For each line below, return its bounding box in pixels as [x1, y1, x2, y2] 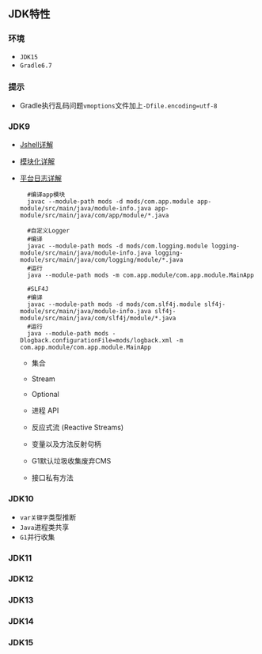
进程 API [31, 406, 59, 415]
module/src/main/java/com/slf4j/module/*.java [19, 315, 177, 323]
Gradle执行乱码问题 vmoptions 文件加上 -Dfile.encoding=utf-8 [19, 100, 218, 110]
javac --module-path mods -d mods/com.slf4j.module [27, 301, 201, 308]
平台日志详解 [19, 173, 62, 183]
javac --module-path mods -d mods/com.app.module [27, 198, 194, 206]
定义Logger [36, 227, 70, 235]
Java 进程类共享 [19, 522, 70, 531]
